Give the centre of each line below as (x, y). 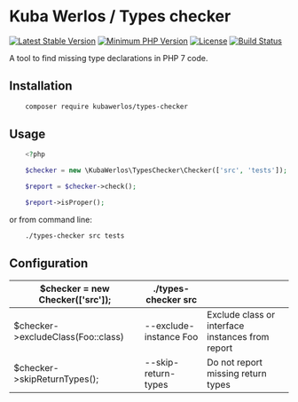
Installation (41, 86)
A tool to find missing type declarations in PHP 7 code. (109, 58)
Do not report (235, 362)
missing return (237, 373)
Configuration (49, 264)
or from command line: (51, 219)
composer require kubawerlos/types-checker (107, 106)
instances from (238, 336)
